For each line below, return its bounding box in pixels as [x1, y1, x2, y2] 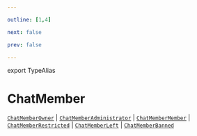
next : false [7, 28, 42, 35]
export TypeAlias [7, 67, 56, 75]
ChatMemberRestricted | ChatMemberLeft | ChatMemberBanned [7, 121, 175, 129]
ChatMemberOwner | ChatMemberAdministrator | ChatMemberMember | [7, 114, 191, 122]
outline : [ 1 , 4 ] [7, 16, 52, 23]
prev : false [7, 41, 42, 49]
